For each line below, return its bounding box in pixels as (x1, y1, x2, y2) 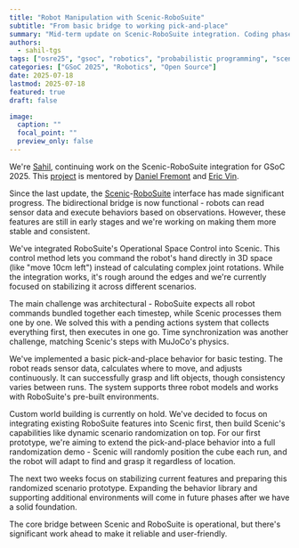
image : (9, 112, 34, 121)
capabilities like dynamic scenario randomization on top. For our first (9, 427, 261, 438)
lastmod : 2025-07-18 (9, 79, 86, 88)
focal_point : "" (17, 128, 77, 138)
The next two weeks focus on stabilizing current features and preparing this (9, 473, 287, 484)
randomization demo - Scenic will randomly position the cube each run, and (9, 446, 287, 457)
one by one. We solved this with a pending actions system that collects (9, 317, 270, 328)
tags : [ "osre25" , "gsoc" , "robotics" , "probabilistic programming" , (9, 54, 269, 63)
